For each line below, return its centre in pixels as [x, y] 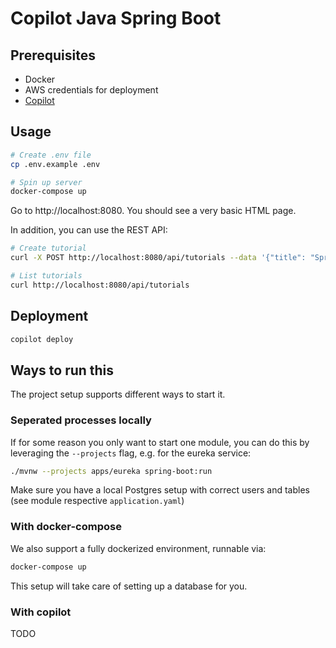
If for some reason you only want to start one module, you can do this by [160, 442]
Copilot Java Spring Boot [116, 18]
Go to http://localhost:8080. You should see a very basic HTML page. [153, 211]
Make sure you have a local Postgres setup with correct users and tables [160, 490]
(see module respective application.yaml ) [97, 501]
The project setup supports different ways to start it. [118, 394]
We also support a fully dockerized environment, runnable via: [138, 548]
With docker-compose [66, 527]
